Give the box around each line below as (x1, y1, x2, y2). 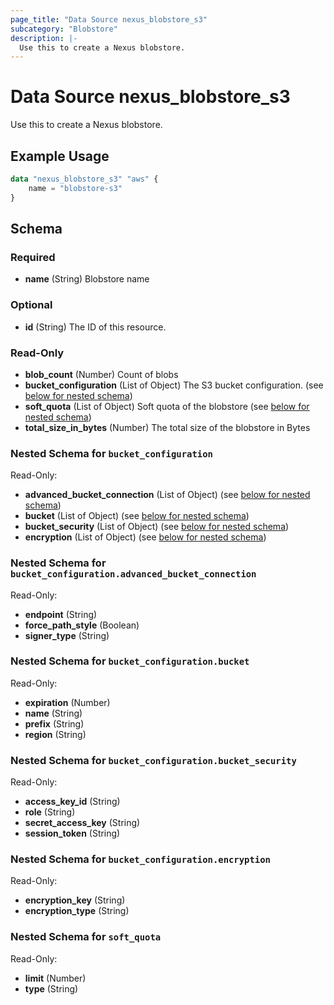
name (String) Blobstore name (24, 273, 150, 285)
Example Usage (10, 147, 110, 165)
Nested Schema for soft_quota (10, 930, 162, 944)
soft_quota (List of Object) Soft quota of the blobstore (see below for (24, 400, 310, 412)
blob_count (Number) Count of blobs (24, 368, 179, 380)
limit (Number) (24, 972, 87, 984)
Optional (10, 298, 53, 312)
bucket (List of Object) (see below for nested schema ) (24, 510, 250, 522)
